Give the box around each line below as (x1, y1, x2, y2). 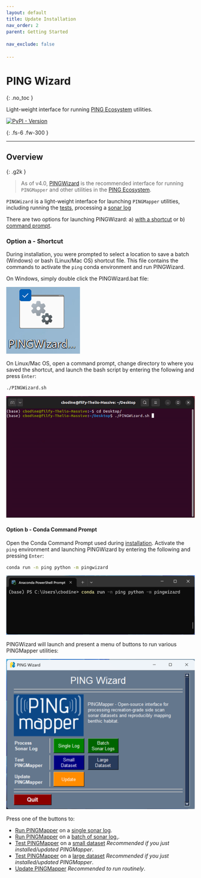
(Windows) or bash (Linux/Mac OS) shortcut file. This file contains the (6, 257, 178, 264)
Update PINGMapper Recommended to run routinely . (14, 865, 145, 873)
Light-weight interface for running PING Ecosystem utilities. (6, 106, 153, 113)
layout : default (6, 10, 47, 16)
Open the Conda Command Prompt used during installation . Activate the (6, 539, 184, 546)
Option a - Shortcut (6, 237, 63, 245)
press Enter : (6, 372, 37, 379)
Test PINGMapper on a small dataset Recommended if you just (14, 840, 169, 847)
